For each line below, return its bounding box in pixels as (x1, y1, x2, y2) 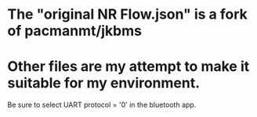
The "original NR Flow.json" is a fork (7, 5, 248, 23)
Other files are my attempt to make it (7, 58, 250, 76)
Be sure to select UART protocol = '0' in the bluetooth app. (7, 100, 197, 110)
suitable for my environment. (7, 74, 201, 92)
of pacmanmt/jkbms (7, 22, 143, 40)
